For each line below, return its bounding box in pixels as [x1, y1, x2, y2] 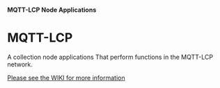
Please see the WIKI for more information [7, 73, 125, 82]
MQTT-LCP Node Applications [7, 6, 97, 14]
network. [7, 60, 33, 69]
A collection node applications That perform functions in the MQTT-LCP [7, 53, 214, 61]
